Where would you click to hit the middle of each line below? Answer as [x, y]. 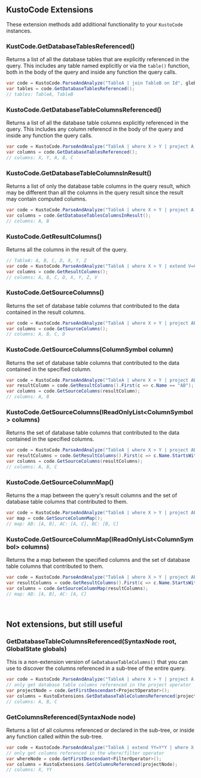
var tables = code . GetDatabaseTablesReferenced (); [71, 89]
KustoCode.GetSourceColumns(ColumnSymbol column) [90, 349]
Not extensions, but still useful [64, 624]
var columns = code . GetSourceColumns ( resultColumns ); [75, 462]
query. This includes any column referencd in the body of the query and [95, 129]
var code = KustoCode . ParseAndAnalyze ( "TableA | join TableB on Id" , [95, 83]
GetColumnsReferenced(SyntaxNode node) [71, 717]
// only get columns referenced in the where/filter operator [85, 753]
